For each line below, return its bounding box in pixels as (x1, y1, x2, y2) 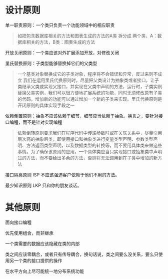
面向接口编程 (5, 219, 31, 225)
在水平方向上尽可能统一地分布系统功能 (5, 268, 84, 274)
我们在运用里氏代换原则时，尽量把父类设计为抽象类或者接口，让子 (23, 77, 159, 83)
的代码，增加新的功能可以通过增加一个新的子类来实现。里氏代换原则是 (17, 96, 162, 102)
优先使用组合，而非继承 (5, 230, 53, 236)
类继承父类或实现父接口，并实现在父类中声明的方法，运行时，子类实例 (17, 83, 162, 89)
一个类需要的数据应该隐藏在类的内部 (5, 240, 80, 246)
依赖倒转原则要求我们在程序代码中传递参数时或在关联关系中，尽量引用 (17, 130, 162, 136)
